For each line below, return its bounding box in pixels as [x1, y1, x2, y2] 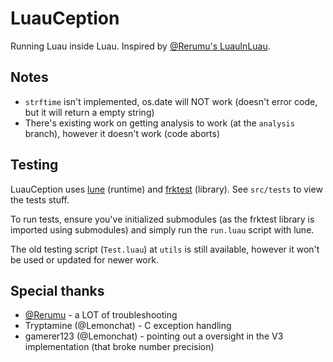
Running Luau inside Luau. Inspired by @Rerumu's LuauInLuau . [10, 40, 271, 52]
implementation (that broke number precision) [24, 341, 215, 353]
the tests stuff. [10, 193, 70, 206]
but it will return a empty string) [24, 106, 155, 118]
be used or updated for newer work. [10, 253, 159, 266]
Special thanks [10, 282, 105, 299]
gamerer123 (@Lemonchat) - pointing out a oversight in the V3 [24, 330, 284, 342]
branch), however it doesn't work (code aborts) [24, 127, 220, 139]
